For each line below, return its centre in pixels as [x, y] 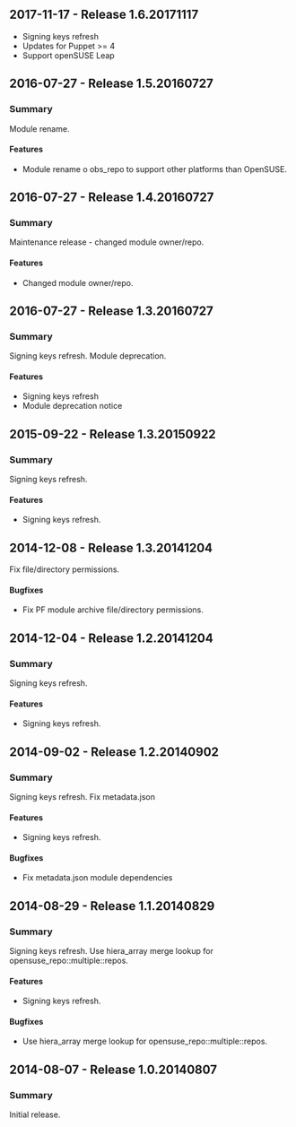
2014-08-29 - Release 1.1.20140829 [112, 906]
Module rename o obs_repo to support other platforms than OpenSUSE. [154, 169]
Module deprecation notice [72, 406]
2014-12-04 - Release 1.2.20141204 [111, 638]
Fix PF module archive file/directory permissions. [113, 610]
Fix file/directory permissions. [64, 569]
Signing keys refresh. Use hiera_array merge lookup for [111, 951]
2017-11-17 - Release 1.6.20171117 [104, 15]
